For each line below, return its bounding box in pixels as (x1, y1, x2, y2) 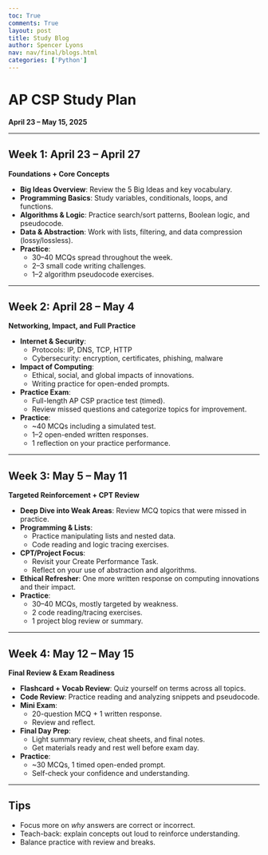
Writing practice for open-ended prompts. (31, 379, 170, 388)
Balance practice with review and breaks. (19, 837, 156, 847)
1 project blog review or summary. (31, 616, 144, 626)
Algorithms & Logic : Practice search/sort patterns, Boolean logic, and (19, 209, 250, 220)
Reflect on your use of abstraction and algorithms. (31, 565, 197, 575)
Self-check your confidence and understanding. (31, 769, 190, 778)
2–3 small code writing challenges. (31, 260, 146, 270)
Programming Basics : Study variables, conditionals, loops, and (19, 193, 228, 202)
